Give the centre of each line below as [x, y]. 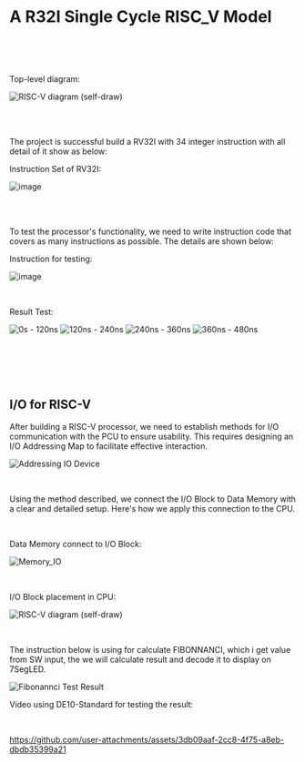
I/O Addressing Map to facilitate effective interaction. [108, 446]
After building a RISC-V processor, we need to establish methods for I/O [144, 426]
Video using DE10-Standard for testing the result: [102, 704]
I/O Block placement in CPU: [63, 596]
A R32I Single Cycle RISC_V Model [141, 17]
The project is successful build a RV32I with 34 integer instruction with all [147, 141]
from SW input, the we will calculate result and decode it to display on [140, 659]
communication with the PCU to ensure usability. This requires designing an [152, 436]
